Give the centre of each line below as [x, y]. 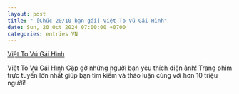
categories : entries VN [43, 34]
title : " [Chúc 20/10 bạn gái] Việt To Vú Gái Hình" [87, 21]
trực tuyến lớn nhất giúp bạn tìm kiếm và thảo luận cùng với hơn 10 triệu [113, 75]
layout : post [27, 14]
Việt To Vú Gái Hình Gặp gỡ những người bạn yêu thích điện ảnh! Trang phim [120, 68]
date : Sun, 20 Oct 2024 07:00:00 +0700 [67, 27]
